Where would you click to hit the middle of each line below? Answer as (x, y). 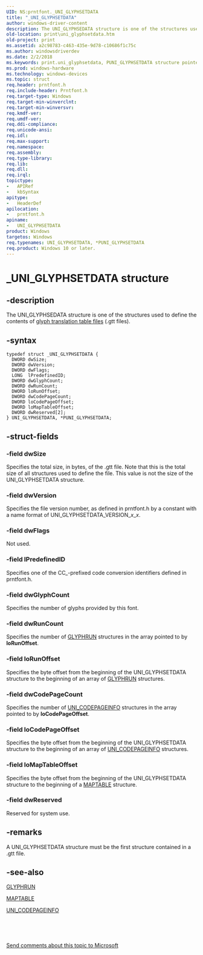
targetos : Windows (29, 237)
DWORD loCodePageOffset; (43, 402)
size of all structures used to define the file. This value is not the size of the (100, 473)
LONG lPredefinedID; (39, 376)
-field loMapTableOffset (42, 765)
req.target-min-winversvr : (40, 107)
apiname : (17, 220)
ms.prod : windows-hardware (40, 68)
